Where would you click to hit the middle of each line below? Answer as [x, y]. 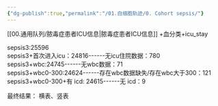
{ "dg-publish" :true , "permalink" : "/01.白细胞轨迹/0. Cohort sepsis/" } [106, 13]
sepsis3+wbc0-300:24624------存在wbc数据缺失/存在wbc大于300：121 [109, 72]
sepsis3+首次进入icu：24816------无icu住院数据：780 [84, 55]
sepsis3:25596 [28, 47]
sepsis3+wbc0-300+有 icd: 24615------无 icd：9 [77, 81]
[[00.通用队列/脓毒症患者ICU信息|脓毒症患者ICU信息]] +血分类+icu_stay [108, 34]
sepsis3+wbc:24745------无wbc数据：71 [65, 64]
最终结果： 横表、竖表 [38, 96]
